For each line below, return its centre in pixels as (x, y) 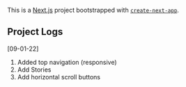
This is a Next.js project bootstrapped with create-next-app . (93, 10)
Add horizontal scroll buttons (59, 77)
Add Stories (34, 70)
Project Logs (35, 32)
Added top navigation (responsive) (67, 62)
